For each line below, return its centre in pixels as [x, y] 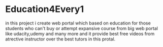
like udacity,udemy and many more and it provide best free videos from [80, 33]
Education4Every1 [45, 9]
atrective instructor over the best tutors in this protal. [60, 39]
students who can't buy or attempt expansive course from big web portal [82, 28]
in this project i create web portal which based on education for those [78, 23]
